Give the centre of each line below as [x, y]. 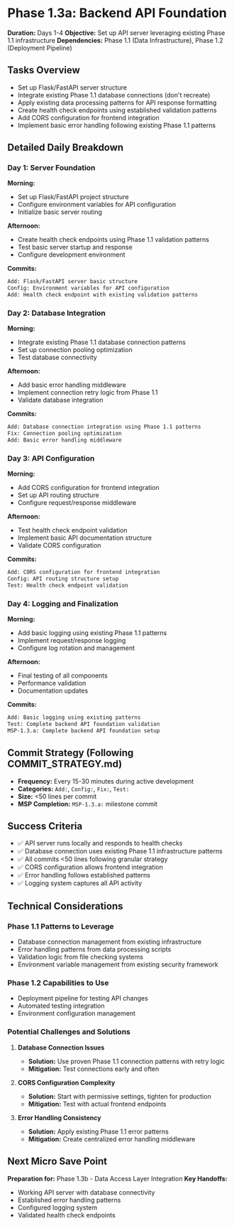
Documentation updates [53, 691]
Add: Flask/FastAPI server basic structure [73, 282]
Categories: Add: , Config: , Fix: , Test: [73, 789]
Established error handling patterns [69, 1200]
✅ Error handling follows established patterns [84, 875]
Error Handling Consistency [59, 1117]
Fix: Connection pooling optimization [65, 434]
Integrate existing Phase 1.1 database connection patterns [102, 342]
